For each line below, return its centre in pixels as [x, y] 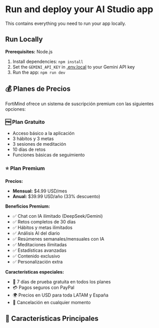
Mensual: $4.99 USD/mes [40, 191]
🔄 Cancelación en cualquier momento [51, 303]
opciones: [16, 109]
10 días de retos [29, 149]
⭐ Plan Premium [25, 168]
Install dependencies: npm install [48, 61]
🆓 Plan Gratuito [25, 122]
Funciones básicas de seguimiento [48, 155]
